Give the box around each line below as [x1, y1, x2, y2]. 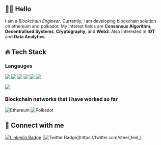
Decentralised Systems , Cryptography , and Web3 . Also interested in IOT [5, 28, 155, 34]
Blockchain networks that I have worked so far [5, 96, 118, 103]
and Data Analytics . [5, 33, 46, 39]
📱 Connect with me [5, 121, 64, 130]
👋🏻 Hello [5, 5, 31, 13]
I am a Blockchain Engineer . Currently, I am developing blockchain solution [5, 18, 156, 24]
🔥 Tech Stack [5, 48, 47, 57]
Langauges [5, 62, 33, 69]
